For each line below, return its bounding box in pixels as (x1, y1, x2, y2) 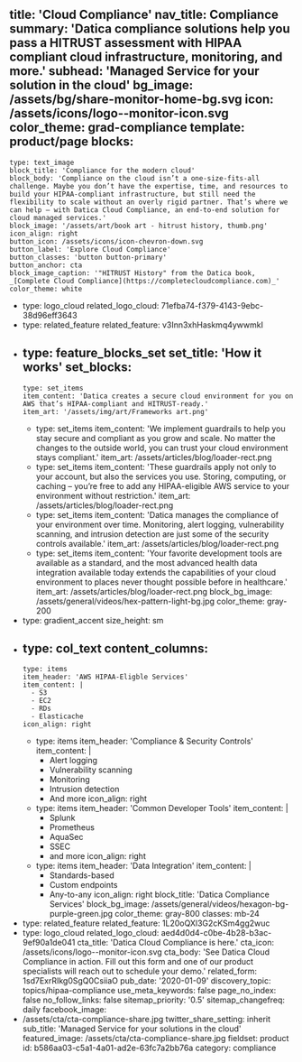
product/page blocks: (9, 134, 134, 150)
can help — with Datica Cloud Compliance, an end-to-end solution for (9, 205, 280, 215)
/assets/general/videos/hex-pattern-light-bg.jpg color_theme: (35, 596, 266, 606)
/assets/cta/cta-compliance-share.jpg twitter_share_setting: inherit (22, 1014, 271, 1025)
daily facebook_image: (22, 1004, 107, 1015)
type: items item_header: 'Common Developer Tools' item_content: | (35, 803, 288, 814)
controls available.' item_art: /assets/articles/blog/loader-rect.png (35, 538, 279, 549)
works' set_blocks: (22, 360, 133, 375)
